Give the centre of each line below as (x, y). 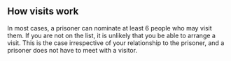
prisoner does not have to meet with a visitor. (72, 50)
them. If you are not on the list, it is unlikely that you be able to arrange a (111, 35)
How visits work (43, 11)
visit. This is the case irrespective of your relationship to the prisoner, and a (116, 43)
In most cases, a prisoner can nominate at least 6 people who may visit (110, 28)
